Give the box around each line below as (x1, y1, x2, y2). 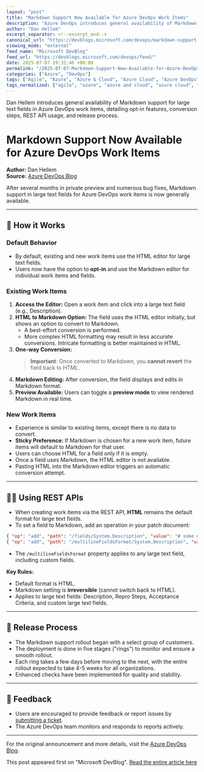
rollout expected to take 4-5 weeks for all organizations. (15, 664, 155, 671)
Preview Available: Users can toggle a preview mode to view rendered (15, 388, 194, 396)
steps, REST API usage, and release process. (6, 112, 119, 119)
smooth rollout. (15, 651, 53, 659)
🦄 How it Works (6, 220, 66, 231)
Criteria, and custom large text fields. (15, 599, 108, 606)
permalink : (6, 65, 34, 72)
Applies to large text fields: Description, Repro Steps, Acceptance (15, 592, 179, 600)
